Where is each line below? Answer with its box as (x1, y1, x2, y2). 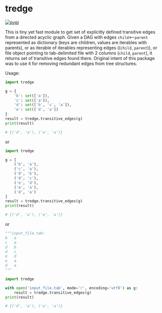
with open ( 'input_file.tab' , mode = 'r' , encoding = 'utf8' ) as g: (5, 285, 138, 290)
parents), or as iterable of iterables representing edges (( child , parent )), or (5, 45, 158, 51)
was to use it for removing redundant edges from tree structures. (5, 60, 137, 66)
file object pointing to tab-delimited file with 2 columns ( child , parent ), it (5, 50, 153, 56)
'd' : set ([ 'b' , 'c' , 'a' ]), (14, 103, 72, 107)
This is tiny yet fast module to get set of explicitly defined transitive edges (5, 29, 156, 35)
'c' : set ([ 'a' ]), (14, 98, 50, 103)
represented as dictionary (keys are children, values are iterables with (5, 39, 147, 45)
